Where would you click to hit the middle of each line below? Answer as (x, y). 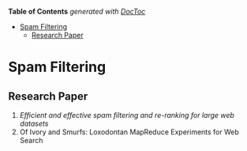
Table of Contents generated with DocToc (77, 11)
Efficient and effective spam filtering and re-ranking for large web (127, 115)
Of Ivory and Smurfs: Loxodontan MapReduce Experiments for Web (129, 132)
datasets (34, 123)
